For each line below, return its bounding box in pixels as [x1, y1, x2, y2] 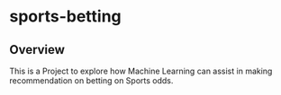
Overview [9, 42, 66, 57]
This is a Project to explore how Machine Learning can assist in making [9, 65, 273, 76]
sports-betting [9, 6, 122, 27]
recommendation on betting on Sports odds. [9, 75, 174, 86]
